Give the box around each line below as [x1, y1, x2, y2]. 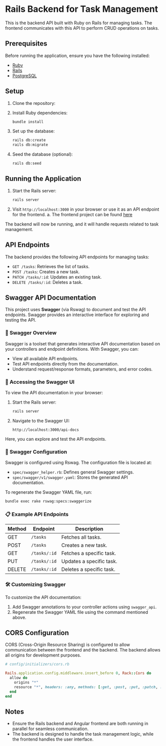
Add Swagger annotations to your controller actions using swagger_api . [12, 604, 157, 609]
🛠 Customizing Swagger [5, 581, 66, 588]
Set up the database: [12, 128, 55, 134]
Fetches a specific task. [61, 550, 116, 557]
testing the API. [5, 317, 37, 323]
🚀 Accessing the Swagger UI [5, 378, 75, 385]
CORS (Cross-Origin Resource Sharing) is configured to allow [5, 642, 130, 648]
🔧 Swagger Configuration [5, 448, 68, 455]
